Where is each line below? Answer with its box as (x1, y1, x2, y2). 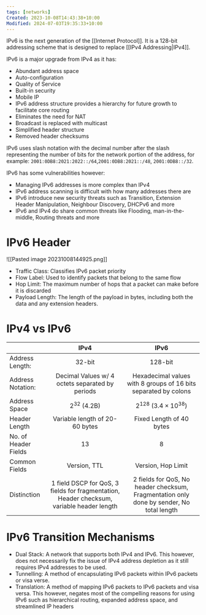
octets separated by (56, 380, 115, 388)
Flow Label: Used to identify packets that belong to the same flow (15, 274, 181, 281)
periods (74, 387, 96, 395)
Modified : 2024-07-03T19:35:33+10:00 (6, 20, 103, 26)
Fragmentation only (133, 491, 190, 499)
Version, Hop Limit (134, 461, 188, 470)
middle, (15, 214, 35, 221)
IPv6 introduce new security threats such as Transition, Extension (15, 194, 181, 202)
